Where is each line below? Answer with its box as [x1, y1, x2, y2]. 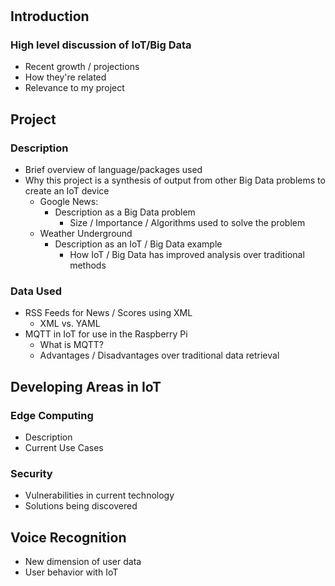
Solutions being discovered [24, 500, 138, 512]
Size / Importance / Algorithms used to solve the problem [69, 217, 306, 229]
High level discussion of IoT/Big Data [10, 38, 192, 52]
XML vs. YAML [39, 318, 101, 330]
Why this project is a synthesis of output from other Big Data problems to [24, 174, 326, 187]
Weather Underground [39, 228, 133, 240]
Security [10, 467, 53, 481]
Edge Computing [10, 408, 94, 422]
